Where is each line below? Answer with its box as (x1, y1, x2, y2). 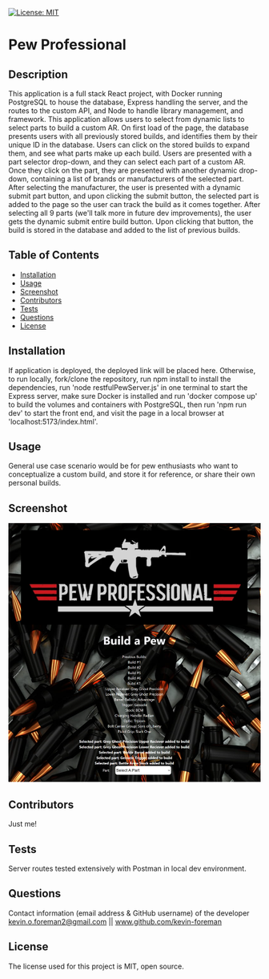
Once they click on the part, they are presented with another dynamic (8, 165, 238, 175)
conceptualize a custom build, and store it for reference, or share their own (8, 469, 255, 479)
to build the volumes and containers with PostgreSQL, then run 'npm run (8, 400, 247, 409)
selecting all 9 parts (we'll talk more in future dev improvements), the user (8, 209, 252, 217)
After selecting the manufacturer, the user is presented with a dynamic (8, 183, 242, 192)
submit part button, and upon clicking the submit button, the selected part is (8, 191, 259, 201)
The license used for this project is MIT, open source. (8, 961, 184, 971)
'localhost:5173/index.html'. (8, 416, 98, 426)
